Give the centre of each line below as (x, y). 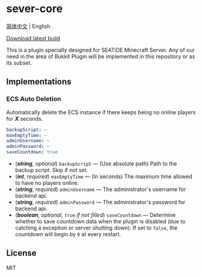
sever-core (35, 9)
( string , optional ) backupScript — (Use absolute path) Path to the (96, 164)
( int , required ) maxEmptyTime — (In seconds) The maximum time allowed (104, 176)
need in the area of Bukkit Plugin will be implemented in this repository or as (101, 56)
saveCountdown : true (32, 152)
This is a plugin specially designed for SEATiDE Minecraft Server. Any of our (100, 50)
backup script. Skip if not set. (52, 170)
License (21, 253)
